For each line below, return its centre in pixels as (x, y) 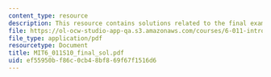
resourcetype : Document (48, 46)
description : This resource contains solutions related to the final (128, 23)
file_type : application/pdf (56, 38)
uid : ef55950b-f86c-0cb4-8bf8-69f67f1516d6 (83, 61)
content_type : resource (48, 16)
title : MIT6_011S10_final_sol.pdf (67, 53)
